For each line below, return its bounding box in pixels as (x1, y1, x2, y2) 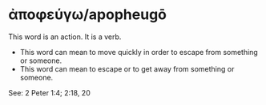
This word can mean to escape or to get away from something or (19, 64, 235, 73)
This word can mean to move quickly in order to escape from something (19, 47, 258, 56)
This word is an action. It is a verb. (8, 32, 122, 41)
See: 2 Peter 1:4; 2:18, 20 (8, 87, 91, 97)
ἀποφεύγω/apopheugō (8, 6, 167, 24)
